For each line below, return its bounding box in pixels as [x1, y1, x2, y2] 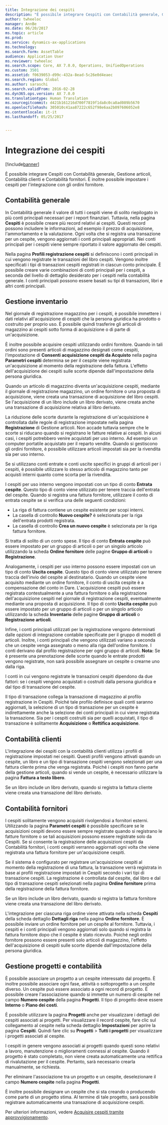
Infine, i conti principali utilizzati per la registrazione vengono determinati [5, 627, 155, 633]
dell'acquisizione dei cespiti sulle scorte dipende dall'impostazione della [5, 368, 154, 374]
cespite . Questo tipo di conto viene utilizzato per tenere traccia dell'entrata [5, 486, 160, 493]
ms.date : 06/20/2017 [5, 26, 48, 31]
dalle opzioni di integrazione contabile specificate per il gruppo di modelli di [5, 632, 161, 638]
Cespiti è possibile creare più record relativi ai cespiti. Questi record [5, 220, 146, 226]
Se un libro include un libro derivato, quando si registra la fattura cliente [5, 784, 152, 791]
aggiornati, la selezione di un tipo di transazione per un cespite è [5, 704, 138, 711]
